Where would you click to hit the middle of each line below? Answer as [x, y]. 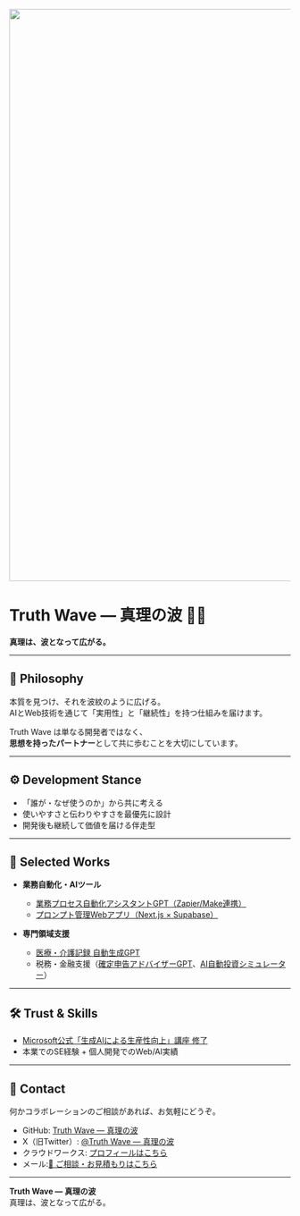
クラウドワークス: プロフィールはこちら [95, 1153]
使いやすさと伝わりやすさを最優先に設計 [96, 814]
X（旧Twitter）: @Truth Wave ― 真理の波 [98, 1141]
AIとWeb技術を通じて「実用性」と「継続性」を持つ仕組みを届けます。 [138, 713]
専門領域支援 [46, 933]
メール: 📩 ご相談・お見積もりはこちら [90, 1164]
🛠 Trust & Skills [54, 1013]
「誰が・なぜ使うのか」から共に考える [92, 802]
